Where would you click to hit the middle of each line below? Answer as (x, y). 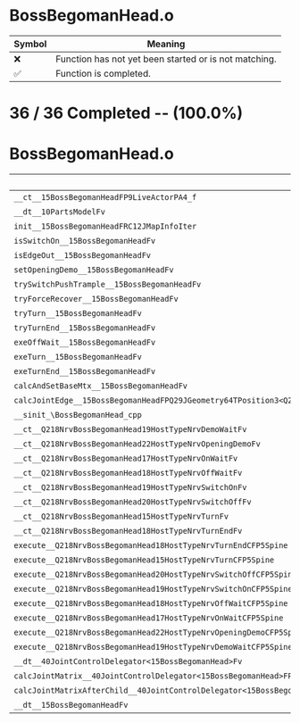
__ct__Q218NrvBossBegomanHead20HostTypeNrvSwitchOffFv (133, 502)
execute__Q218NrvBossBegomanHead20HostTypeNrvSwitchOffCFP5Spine (155, 575)
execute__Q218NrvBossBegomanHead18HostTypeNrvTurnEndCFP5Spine (151, 546)
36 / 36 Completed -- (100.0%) (126, 113)
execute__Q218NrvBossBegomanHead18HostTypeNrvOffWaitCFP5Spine (151, 604)
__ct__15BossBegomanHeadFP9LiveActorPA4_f (105, 198)
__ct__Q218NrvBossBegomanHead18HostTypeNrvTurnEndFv (128, 531)
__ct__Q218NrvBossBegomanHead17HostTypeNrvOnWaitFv (126, 459)
